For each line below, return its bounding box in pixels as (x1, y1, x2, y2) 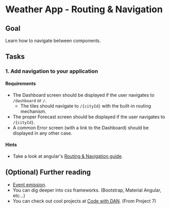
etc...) (12, 192, 26, 198)
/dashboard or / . (12, 97, 47, 103)
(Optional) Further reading (5, 168, 91, 177)
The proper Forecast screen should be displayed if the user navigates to (12, 114, 165, 120)
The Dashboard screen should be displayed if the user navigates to (12, 92, 155, 98)
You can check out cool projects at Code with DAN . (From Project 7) (12, 198, 156, 204)
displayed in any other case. (12, 130, 73, 136)
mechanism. (20, 108, 47, 114)
